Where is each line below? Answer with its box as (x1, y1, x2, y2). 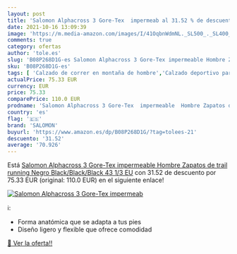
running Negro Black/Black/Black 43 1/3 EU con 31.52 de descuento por (7, 169, 217, 177)
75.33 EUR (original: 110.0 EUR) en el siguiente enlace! (7, 176, 164, 184)
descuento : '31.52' (7, 135, 65, 142)
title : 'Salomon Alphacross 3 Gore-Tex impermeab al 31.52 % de (7, 17, 203, 24)
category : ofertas (7, 43, 61, 50)
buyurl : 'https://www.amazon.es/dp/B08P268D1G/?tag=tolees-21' (7, 128, 197, 135)
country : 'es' (7, 109, 49, 116)
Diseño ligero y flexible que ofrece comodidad (17, 225, 152, 234)
